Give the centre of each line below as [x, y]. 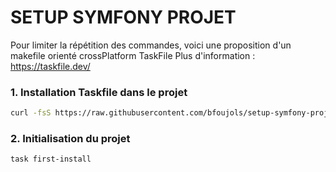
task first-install [51, 159]
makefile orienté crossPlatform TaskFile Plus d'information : [133, 55]
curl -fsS [31, 113]
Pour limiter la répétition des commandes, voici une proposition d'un [151, 45]
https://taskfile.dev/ [50, 66]
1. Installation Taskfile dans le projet [99, 92]
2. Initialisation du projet [70, 139]
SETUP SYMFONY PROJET [123, 17]
